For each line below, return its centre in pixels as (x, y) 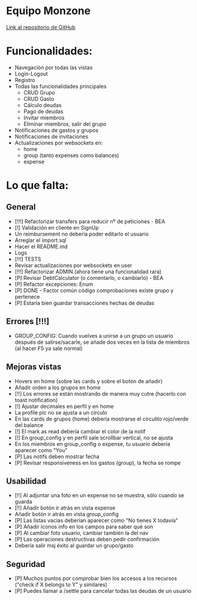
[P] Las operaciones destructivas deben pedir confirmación (87, 539)
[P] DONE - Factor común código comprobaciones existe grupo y (94, 290)
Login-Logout (31, 74)
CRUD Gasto (39, 99)
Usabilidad (26, 481)
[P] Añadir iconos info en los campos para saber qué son (84, 527)
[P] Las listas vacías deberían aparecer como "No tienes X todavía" (96, 520)
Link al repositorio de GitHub (41, 27)
